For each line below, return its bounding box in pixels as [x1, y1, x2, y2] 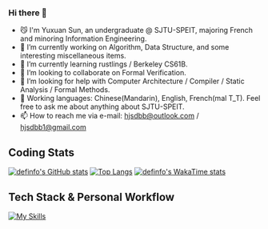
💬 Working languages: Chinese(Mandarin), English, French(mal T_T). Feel [19, 94, 261, 103]
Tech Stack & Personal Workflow [8, 190, 174, 203]
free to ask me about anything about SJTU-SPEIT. [19, 102, 186, 111]
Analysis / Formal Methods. [19, 85, 110, 94]
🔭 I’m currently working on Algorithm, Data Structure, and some [19, 42, 230, 52]
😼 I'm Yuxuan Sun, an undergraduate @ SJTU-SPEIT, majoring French [19, 26, 254, 35]
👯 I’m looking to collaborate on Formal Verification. [19, 68, 186, 78]
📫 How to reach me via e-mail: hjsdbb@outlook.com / [19, 111, 199, 121]
